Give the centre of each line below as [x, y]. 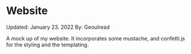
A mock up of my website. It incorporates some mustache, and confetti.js [95, 38]
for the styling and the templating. [47, 45]
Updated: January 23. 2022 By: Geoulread [58, 27]
